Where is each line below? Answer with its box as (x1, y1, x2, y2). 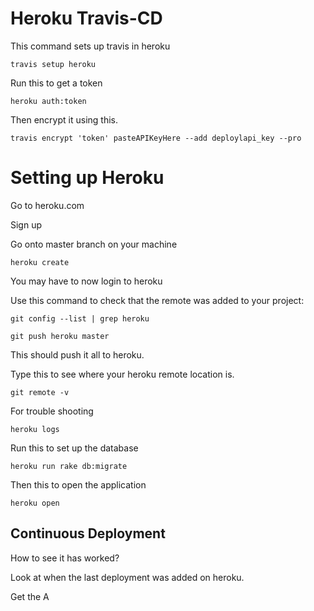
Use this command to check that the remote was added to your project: (10, 294, 305, 306)
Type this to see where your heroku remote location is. (10, 368, 235, 380)
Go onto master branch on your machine (10, 238, 178, 250)
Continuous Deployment (10, 525, 166, 542)
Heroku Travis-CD (10, 7, 163, 30)
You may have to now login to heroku (10, 275, 163, 287)
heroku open (10, 498, 60, 508)
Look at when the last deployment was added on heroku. (10, 571, 245, 583)
